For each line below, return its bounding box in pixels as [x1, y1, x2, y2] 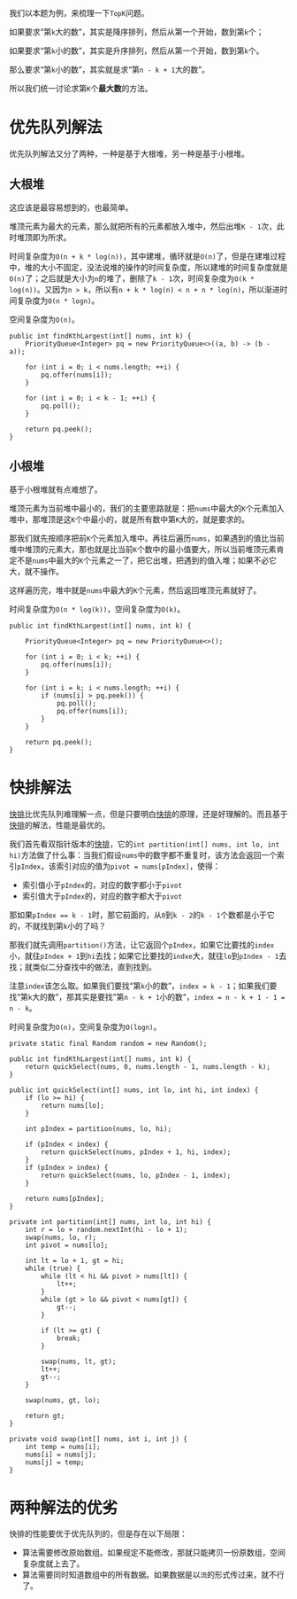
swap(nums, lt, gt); [41, 1357, 117, 1366]
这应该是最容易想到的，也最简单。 [9, 202, 133, 213]
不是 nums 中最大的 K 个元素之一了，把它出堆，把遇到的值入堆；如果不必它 [16, 555, 277, 565]
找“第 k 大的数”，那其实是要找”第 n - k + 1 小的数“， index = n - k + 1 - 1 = [9, 991, 286, 1002]
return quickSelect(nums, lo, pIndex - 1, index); [41, 1171, 232, 1180]
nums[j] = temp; [25, 1457, 86, 1467]
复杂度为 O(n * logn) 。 [16, 295, 100, 306]
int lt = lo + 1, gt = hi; [25, 1256, 125, 1265]
